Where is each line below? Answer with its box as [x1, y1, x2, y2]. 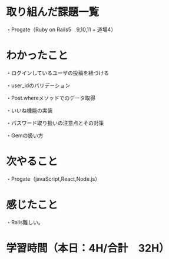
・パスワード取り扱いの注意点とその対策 [6, 119, 104, 127]
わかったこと [6, 49, 69, 62]
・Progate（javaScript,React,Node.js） [6, 175, 101, 182]
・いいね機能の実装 [6, 107, 53, 114]
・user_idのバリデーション [6, 82, 71, 89]
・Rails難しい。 [6, 218, 44, 225]
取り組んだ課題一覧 [6, 5, 100, 19]
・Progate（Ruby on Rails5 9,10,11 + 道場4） [6, 26, 117, 33]
